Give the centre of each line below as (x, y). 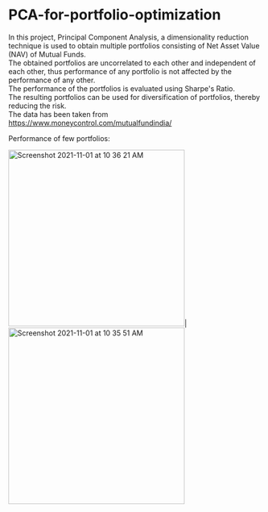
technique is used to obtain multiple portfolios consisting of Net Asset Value (134, 45)
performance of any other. (52, 80)
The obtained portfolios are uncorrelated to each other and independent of (132, 63)
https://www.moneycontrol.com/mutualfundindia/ (90, 123)
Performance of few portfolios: (59, 138)
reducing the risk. (37, 106)
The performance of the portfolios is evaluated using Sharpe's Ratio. (122, 88)
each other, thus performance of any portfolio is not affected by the (120, 71)
